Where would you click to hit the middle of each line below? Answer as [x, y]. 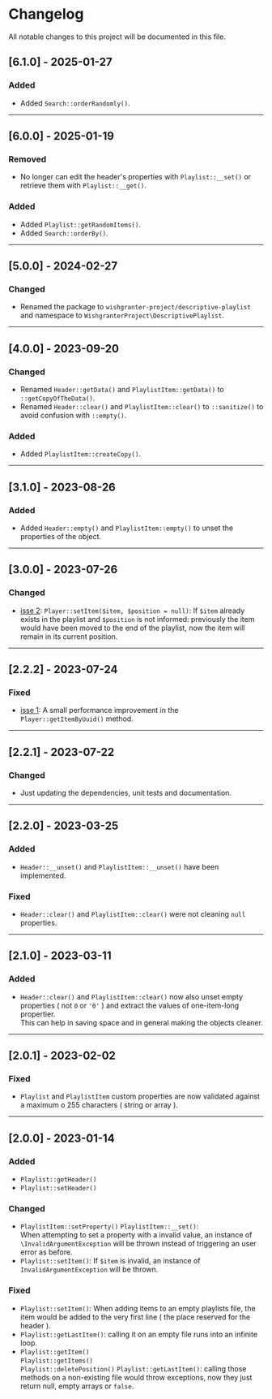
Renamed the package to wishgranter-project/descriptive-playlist [135, 307]
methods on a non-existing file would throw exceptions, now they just [136, 1377]
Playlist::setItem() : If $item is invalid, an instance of [110, 1261]
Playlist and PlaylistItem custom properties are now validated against [140, 1096]
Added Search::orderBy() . [64, 233]
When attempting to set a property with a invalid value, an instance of [136, 1235]
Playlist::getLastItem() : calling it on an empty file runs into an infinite [138, 1334]
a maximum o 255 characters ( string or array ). [99, 1105]
